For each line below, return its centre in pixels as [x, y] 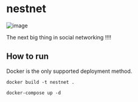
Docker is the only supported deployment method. [69, 71]
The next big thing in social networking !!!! [59, 37]
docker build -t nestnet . [40, 82]
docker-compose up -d [34, 93]
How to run [28, 56]
